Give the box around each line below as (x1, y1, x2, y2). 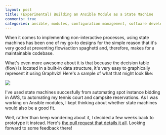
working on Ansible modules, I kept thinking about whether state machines (5, 100, 157, 106)
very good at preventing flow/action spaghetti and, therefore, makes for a (5, 45, 155, 51)
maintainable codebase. (5, 50, 54, 56)
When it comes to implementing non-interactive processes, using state (5, 35, 149, 41)
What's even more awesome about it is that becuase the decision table (5, 60, 150, 66)
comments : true (5, 16, 37, 21)
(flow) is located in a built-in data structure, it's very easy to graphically (5, 65, 151, 71)
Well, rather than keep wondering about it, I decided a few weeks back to (5, 115, 154, 121)
